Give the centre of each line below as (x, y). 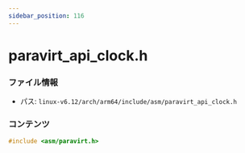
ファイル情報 (33, 82)
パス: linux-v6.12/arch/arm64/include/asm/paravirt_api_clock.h (129, 101)
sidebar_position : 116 (46, 16)
